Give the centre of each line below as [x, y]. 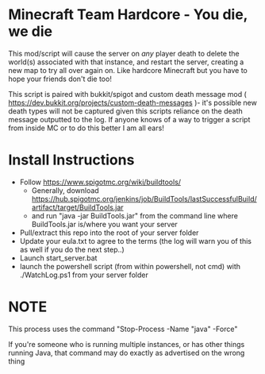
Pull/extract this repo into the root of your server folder [109, 233]
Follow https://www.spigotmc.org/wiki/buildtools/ [100, 182]
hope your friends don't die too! [60, 79]
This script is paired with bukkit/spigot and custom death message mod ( [128, 94]
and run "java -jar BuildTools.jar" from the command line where [134, 215]
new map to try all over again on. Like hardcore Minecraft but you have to [128, 70]
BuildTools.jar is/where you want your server [105, 224]
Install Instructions [71, 160]
